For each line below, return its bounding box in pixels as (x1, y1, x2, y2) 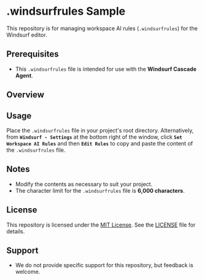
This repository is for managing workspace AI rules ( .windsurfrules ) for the (6, 25, 198, 32)
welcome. (15, 268, 41, 276)
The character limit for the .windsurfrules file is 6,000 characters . (15, 187, 185, 194)
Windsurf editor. (6, 31, 47, 38)
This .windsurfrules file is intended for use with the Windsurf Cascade (15, 65, 197, 72)
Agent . (15, 72, 34, 79)
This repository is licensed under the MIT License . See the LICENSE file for (6, 221, 196, 228)
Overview (6, 90, 45, 100)
